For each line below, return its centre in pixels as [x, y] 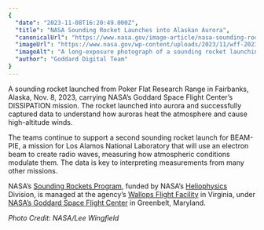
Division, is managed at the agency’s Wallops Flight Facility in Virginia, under [132, 194]
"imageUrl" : [35, 45]
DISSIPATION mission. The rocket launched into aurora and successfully [125, 105]
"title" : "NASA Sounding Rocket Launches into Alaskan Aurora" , [123, 30]
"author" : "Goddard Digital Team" [71, 60]
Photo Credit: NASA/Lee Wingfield [64, 217]
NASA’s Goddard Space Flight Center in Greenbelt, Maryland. [107, 203]
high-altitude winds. [40, 122]
